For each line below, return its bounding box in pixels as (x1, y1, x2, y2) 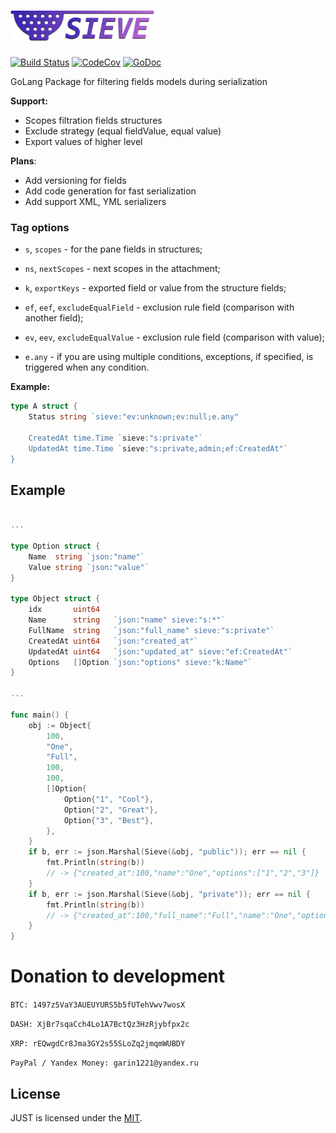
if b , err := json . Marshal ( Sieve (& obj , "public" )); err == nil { (28, 847, 307, 857)
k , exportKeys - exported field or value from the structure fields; (24, 282, 287, 294)
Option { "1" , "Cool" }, (63, 794, 155, 804)
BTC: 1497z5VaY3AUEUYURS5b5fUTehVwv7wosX (10, 1000, 186, 1010)
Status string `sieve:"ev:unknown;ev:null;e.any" (28, 412, 240, 422)
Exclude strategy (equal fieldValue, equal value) (24, 125, 222, 137)
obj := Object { (28, 720, 92, 730)
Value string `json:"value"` (28, 562, 150, 572)
